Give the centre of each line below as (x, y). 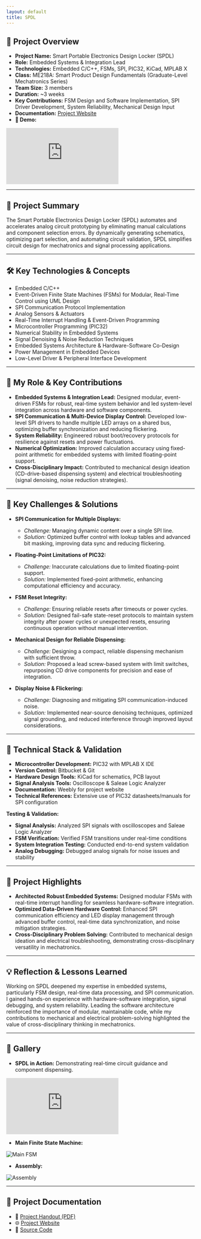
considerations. (43, 725)
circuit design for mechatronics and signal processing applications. (89, 246)
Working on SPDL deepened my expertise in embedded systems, (86, 986)
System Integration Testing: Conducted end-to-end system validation (102, 845)
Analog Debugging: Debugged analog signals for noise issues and (97, 851)
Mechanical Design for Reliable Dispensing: (70, 640)
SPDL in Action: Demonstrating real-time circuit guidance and (91, 1063)
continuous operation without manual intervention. (86, 628)
